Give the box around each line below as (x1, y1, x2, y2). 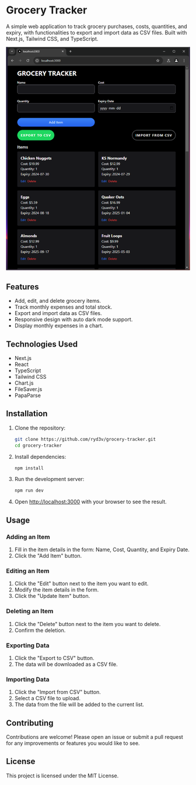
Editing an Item (6, 566, 50, 575)
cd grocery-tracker (14, 442, 62, 448)
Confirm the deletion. (14, 627, 66, 634)
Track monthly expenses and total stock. (14, 303, 113, 310)
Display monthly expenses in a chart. (14, 322, 104, 329)
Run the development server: (14, 476, 85, 483)
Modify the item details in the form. (14, 586, 99, 593)
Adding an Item (6, 532, 51, 541)
